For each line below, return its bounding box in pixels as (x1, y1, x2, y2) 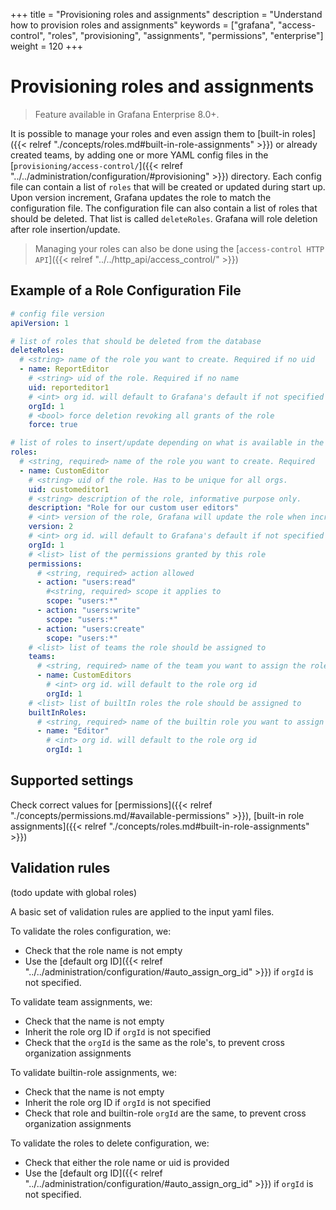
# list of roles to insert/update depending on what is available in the (10, 438, 325, 448)
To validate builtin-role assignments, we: (10, 1066, 177, 1078)
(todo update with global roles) (10, 886, 138, 898)
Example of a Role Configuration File (10, 282, 242, 299)
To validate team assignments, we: (10, 995, 153, 1008)
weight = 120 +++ (10, 40, 84, 52)
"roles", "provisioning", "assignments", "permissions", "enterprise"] (47, 30, 324, 41)
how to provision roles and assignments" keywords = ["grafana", (10, 19, 277, 31)
